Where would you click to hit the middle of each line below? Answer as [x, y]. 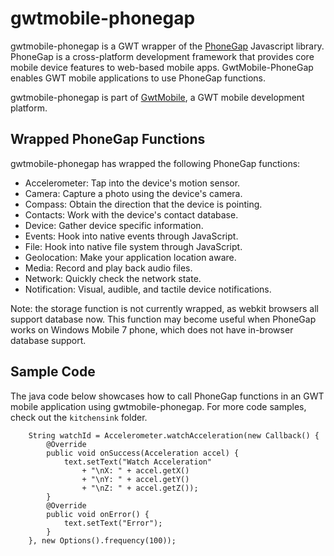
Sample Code [53, 372]
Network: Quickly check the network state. [113, 278]
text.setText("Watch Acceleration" [138, 462]
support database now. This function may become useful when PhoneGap [163, 319]
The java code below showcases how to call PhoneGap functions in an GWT [167, 396]
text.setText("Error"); [113, 523]
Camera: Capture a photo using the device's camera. [133, 193]
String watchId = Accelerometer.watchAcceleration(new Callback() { [174, 435]
